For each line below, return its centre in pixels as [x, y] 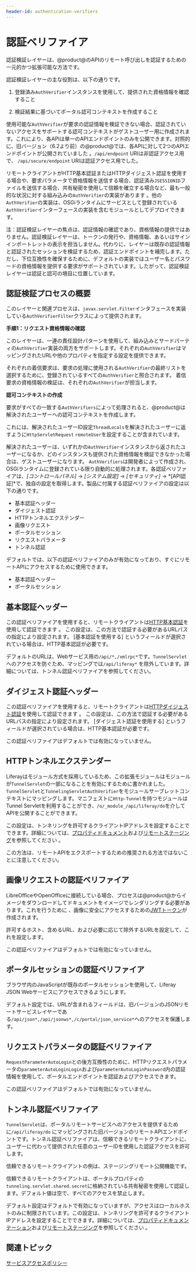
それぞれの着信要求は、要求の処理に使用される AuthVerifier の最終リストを [96, 368]
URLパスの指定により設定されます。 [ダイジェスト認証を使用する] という [94, 721]
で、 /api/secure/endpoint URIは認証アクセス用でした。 [74, 160]
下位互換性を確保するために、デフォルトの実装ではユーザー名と [98, 259]
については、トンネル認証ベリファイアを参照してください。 [82, 671]
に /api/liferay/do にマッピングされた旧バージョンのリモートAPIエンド [92, 1132]
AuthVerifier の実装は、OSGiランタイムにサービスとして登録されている [92, 202]
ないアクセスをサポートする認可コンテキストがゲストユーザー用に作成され [96, 131]
